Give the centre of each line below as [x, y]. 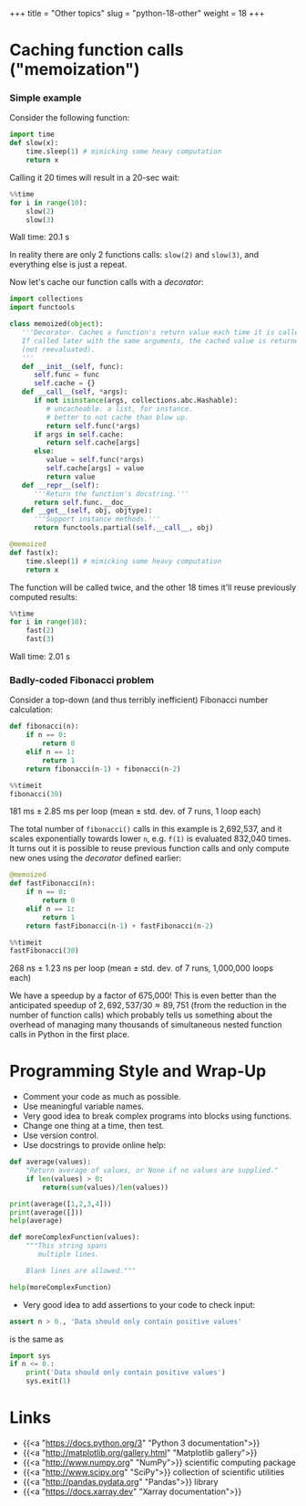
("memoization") [75, 70]
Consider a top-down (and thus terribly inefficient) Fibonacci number [139, 700]
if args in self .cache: [79, 434]
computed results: [43, 596]
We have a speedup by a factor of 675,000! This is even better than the [143, 995]
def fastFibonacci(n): [52, 884]
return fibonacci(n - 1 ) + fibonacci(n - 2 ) [103, 769]
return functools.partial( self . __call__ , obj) [123, 528]
